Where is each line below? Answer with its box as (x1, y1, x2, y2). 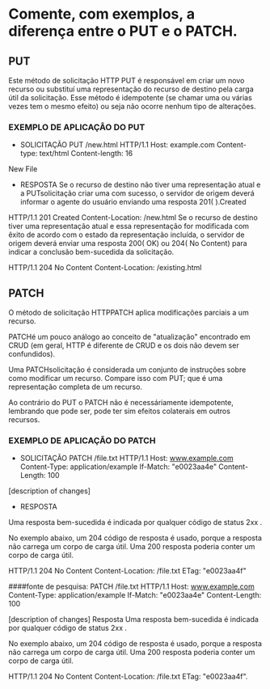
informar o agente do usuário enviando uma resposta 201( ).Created (19, 197, 247, 207)
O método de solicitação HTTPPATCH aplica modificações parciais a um (8, 308, 249, 318)
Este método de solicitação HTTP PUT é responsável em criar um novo (8, 76, 245, 85)
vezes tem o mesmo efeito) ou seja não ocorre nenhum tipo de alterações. (8, 102, 256, 111)
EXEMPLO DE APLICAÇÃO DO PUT (8, 121, 146, 133)
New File (8, 164, 38, 174)
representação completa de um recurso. (8, 382, 143, 392)
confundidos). (8, 349, 55, 359)
